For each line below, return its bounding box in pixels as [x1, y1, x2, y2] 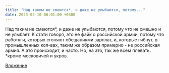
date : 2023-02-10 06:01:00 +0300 [5, 12, 76, 17]
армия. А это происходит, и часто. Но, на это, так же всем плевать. [5, 47, 151, 53]
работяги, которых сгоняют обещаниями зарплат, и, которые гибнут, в [5, 36, 158, 43]
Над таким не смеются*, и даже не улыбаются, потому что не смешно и [5, 26, 161, 32]
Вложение [5, 62, 28, 68]
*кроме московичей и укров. [5, 52, 68, 58]
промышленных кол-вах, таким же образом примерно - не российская [5, 42, 160, 48]
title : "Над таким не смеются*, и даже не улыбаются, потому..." [5, 7, 145, 13]
